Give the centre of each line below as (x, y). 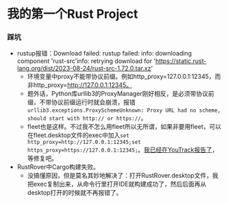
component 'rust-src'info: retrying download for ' (86, 61)
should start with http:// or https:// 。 (87, 118)
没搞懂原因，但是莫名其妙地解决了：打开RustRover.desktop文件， (120, 176)
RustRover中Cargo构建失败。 (58, 167)
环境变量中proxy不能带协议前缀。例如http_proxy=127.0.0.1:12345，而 (124, 77)
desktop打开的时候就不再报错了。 (75, 193)
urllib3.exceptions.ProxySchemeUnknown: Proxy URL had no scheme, (124, 110)
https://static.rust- (181, 61)
